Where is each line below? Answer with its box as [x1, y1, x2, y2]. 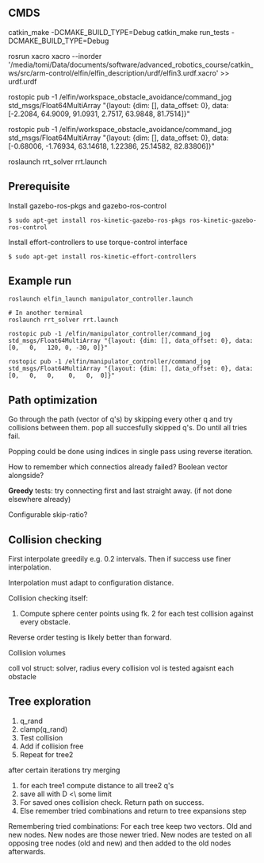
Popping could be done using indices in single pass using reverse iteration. [8, 447, 254, 457]
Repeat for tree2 [19, 749, 74, 759]
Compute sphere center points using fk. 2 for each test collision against [19, 608, 254, 619]
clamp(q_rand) [19, 724, 68, 734]
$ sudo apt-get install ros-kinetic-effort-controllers [8, 252, 197, 261]
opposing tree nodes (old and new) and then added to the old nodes [8, 838, 231, 848]
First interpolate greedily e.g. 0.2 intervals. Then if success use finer [8, 554, 231, 564]
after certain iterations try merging [8, 765, 121, 775]
